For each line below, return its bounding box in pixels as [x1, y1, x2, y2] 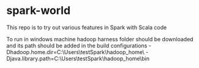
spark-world [6, 4, 71, 18]
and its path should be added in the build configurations [6, 42, 148, 49]
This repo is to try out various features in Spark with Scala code [6, 24, 167, 31]
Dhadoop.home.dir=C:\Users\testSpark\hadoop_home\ [6, 48, 145, 55]
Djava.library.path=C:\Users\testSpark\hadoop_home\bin [6, 55, 150, 62]
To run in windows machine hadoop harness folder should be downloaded [6, 35, 194, 42]
